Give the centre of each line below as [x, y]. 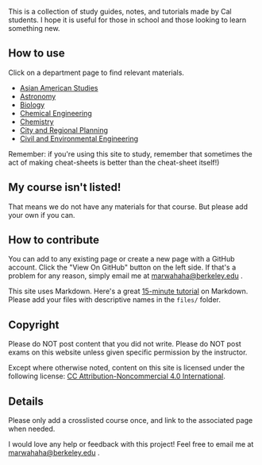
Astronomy [38, 96]
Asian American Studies [59, 87]
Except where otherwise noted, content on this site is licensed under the [127, 368]
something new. [34, 28]
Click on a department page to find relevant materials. [96, 72]
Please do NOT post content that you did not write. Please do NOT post [125, 344]
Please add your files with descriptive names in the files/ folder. [114, 300]
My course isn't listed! [65, 187]
